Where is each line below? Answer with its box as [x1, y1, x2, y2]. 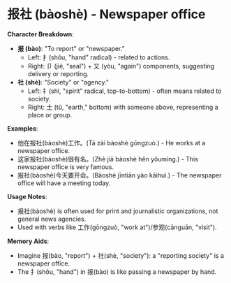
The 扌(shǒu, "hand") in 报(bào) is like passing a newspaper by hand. [17, 267, 217, 276]
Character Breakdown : [7, 29, 75, 38]
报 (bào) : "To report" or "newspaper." [17, 44, 126, 52]
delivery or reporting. [27, 69, 89, 78]
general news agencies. [17, 215, 87, 223]
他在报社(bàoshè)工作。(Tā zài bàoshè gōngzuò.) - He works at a [17, 138, 206, 147]
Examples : [7, 124, 38, 133]
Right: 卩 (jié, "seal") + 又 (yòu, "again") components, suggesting [27, 61, 215, 70]
